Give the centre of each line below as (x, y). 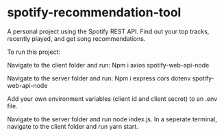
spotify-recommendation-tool (94, 13)
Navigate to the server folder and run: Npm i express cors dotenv (99, 78)
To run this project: (34, 52)
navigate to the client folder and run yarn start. (73, 126)
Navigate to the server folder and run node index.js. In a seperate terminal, (112, 119)
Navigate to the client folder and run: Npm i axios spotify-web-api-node (108, 65)
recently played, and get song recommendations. (76, 38)
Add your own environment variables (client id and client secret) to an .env (112, 98)
